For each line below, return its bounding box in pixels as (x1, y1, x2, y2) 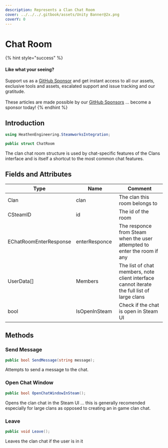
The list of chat (118, 262, 154, 269)
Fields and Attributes (5, 170, 72, 179)
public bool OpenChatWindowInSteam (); (5, 390, 86, 396)
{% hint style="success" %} (5, 55, 63, 61)
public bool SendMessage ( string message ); (5, 358, 95, 363)
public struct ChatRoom (5, 141, 55, 146)
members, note (118, 268, 154, 275)
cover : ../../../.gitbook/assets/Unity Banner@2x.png (5, 12, 120, 17)
